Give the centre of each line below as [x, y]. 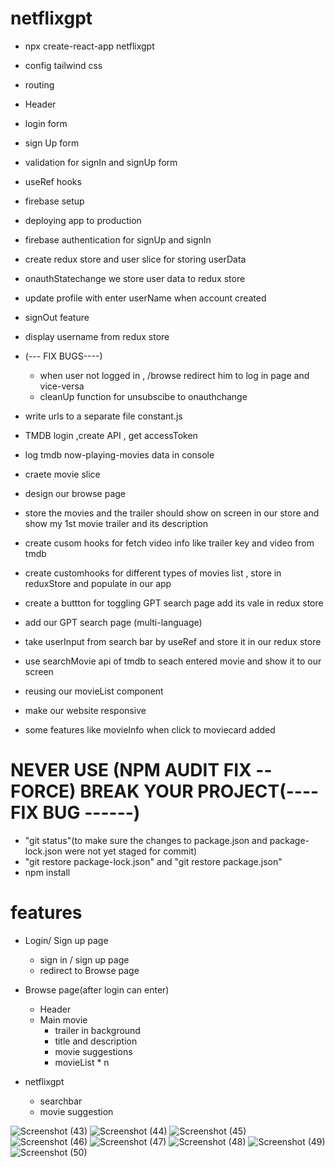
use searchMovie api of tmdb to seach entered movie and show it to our [173, 661]
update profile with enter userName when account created [145, 298]
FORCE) [43, 791]
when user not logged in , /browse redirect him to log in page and [174, 375]
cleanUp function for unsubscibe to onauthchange [143, 396]
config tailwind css [63, 65]
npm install [47, 872]
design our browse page [75, 493]
